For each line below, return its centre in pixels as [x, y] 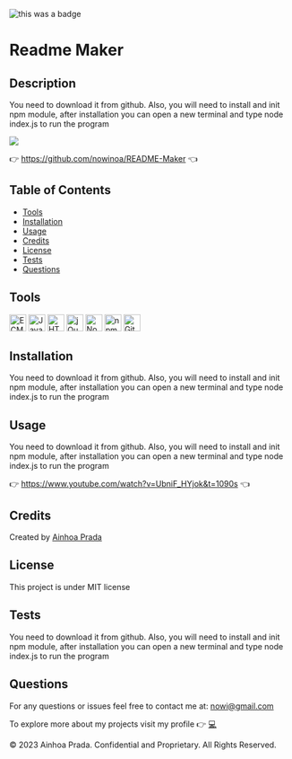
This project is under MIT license [70, 587]
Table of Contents [60, 190]
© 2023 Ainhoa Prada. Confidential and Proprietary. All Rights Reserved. [143, 745]
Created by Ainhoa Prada [56, 537]
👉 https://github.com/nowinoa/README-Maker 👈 [103, 159]
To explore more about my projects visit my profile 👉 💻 [113, 724]
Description [43, 83]
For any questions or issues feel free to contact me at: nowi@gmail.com [142, 706]
